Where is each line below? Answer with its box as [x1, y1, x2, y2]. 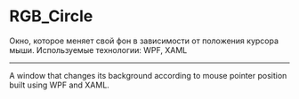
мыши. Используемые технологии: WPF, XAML [9, 44, 188, 55]
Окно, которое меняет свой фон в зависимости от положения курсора [9, 35, 279, 46]
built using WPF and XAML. [9, 80, 109, 90]
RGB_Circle [9, 6, 93, 27]
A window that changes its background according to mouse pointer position [9, 70, 287, 80]
